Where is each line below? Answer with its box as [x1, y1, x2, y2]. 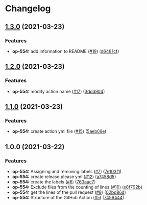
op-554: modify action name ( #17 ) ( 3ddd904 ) [12, 88, 105, 94]
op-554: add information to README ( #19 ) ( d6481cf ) [12, 48, 119, 54]
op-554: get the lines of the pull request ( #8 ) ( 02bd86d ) [12, 189, 126, 195]
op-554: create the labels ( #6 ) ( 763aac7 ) [12, 179, 96, 184]
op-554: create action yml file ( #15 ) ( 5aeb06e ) [12, 128, 107, 134]
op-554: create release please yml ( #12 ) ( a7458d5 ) [12, 174, 116, 179]
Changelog [5, 3, 51, 14]
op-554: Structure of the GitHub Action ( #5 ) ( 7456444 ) [12, 194, 124, 200]
